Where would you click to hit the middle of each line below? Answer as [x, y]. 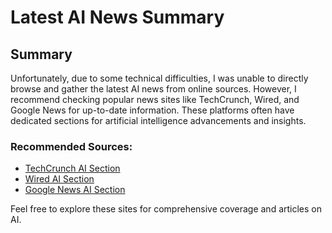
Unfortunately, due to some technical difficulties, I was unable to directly [159, 78]
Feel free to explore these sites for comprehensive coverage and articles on [166, 209]
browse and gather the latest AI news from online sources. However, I [153, 89]
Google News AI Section [75, 190]
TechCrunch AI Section [72, 168]
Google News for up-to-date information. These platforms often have [152, 110]
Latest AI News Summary [117, 17]
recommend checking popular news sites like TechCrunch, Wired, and [155, 99]
